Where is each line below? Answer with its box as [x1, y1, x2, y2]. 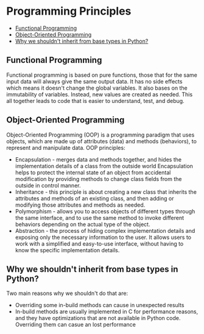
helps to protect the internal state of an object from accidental [15, 169, 171, 176]
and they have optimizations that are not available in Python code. [15, 314, 181, 322]
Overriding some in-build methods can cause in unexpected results [15, 302, 185, 309]
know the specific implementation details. [15, 246, 120, 254]
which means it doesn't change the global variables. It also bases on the [6, 84, 188, 91]
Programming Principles [6, 4, 132, 18]
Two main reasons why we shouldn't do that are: [6, 290, 128, 297]
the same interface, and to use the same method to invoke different [15, 214, 185, 221]
